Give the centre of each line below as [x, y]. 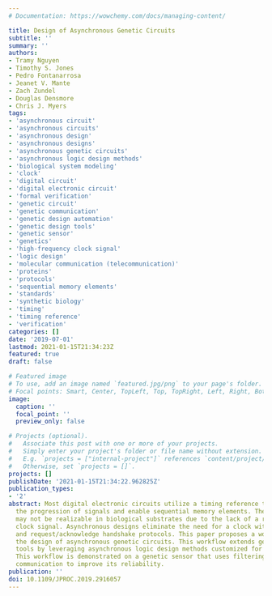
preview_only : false [50, 422]
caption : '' [36, 407]
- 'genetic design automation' [61, 219]
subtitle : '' [30, 38]
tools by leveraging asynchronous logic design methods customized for [139, 549]
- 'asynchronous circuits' [54, 129]
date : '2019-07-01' [41, 339]
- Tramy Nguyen [34, 61]
